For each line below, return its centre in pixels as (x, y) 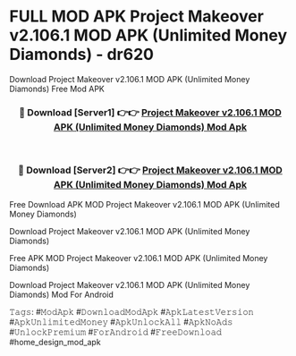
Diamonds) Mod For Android (62, 294)
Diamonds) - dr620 (82, 55)
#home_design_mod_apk (55, 342)
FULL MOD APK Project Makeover (136, 17)
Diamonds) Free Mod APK (57, 89)
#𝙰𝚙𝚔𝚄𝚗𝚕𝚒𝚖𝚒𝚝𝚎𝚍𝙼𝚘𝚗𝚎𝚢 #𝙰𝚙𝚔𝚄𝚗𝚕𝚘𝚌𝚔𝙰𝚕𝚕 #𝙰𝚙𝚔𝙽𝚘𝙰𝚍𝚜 (121, 322)
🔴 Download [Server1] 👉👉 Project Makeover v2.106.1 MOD (150, 112)
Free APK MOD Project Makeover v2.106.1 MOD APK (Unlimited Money (139, 258)
